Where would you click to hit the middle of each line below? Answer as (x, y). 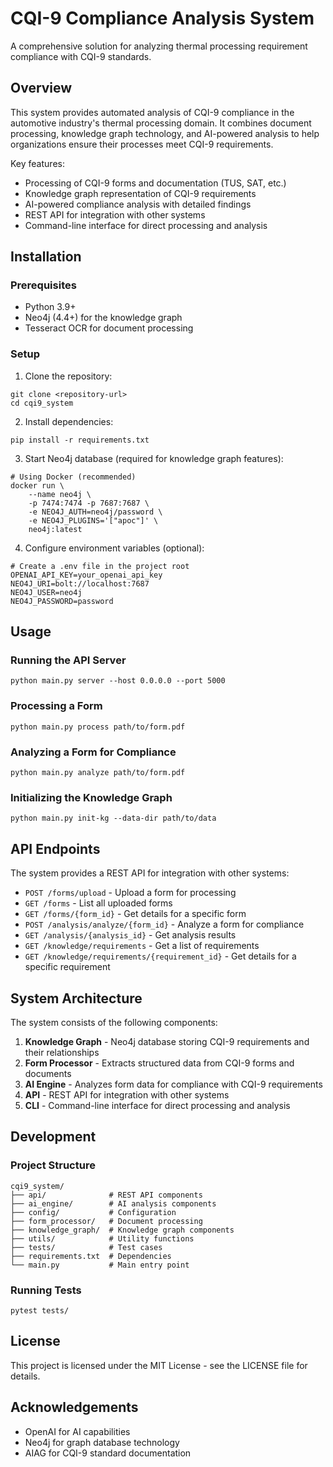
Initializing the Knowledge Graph (91, 797)
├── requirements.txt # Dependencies (91, 1256)
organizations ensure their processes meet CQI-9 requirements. (142, 144)
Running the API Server (68, 660)
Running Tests (46, 1290)
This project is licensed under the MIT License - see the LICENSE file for (159, 1365)
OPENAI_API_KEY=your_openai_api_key (86, 575)
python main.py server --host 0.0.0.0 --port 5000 (118, 681)
